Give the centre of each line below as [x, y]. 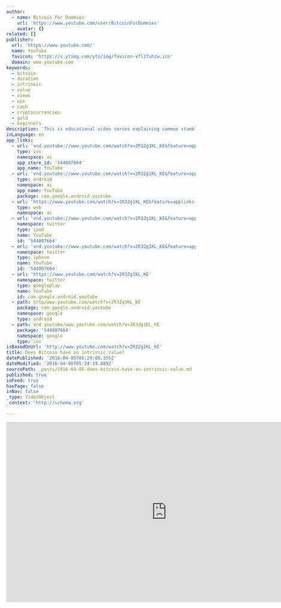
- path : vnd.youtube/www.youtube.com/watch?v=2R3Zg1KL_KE [86, 324]
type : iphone [33, 258]
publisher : [20, 40]
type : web [29, 207]
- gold [20, 118]
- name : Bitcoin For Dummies [48, 17]
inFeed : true [23, 380]
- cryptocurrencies [36, 112]
